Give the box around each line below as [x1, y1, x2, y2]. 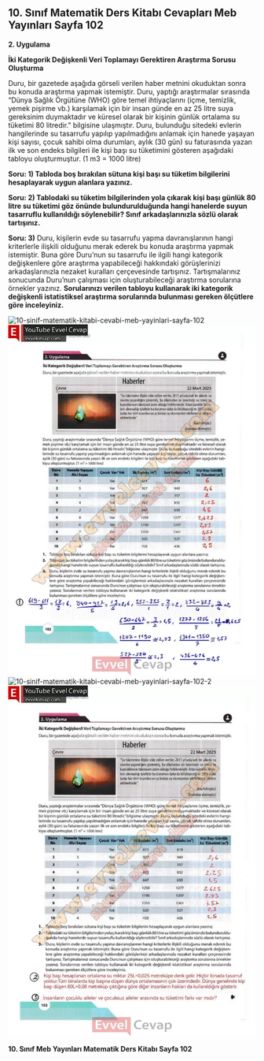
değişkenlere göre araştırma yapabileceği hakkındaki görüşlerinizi [8, 258, 222, 267]
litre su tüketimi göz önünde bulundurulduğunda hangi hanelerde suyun [8, 201, 247, 210]
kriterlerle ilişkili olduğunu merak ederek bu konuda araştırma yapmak [8, 241, 234, 251]
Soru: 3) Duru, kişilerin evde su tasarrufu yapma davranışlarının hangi [8, 233, 233, 243]
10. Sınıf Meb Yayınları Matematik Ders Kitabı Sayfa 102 [8, 1044, 192, 1054]
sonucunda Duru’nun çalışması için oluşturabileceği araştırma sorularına [8, 275, 241, 285]
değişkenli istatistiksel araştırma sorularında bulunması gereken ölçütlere [8, 292, 254, 301]
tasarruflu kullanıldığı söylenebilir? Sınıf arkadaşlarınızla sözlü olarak [8, 209, 239, 219]
